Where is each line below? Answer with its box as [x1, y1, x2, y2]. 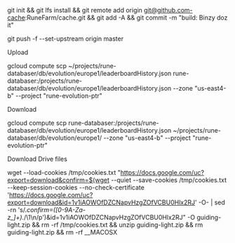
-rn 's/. [7, 206, 27, 214]
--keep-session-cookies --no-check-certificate [7, 183, 145, 192]
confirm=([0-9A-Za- [27, 206, 86, 214]
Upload [7, 48, 29, 56]
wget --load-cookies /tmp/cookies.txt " [7, 169, 121, 176]
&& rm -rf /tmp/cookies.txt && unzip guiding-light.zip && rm [31, 221, 203, 229]
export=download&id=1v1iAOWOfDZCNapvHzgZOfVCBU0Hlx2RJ [7, 198, 195, 206]
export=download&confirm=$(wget [7, 176, 110, 184]
